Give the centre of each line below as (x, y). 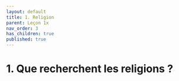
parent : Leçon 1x (28, 23)
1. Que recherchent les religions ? (90, 69)
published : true (26, 39)
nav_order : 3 (22, 28)
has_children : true (30, 34)
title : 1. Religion (30, 17)
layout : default (26, 12)
